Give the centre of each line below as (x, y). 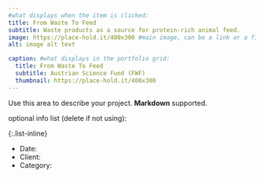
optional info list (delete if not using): (68, 118)
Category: (36, 165)
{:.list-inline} (28, 133)
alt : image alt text (42, 45)
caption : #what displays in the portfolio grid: (89, 59)
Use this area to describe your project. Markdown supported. (108, 103)
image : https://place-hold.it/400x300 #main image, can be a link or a (128, 37)
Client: (30, 157)
